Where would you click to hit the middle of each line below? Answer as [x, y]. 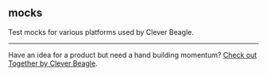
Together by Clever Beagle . [53, 63]
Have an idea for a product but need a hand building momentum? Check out [133, 55]
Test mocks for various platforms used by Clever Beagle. [101, 32]
